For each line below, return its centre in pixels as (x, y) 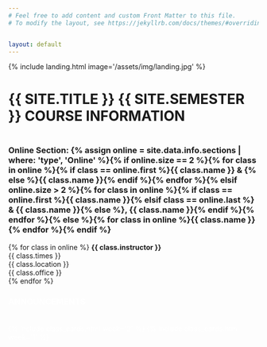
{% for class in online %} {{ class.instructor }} (85, 247)
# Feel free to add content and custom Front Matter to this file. (122, 15)
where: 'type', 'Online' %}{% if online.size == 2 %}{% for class (132, 160)
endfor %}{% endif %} (67, 229)
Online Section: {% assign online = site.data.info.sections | (125, 150)
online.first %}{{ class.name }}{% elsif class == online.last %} (132, 200)
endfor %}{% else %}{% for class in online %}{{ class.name (127, 220)
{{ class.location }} (39, 264)
